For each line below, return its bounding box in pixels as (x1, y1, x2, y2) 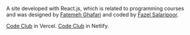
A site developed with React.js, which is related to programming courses (6, 5, 184, 12)
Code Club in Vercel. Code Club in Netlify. (6, 23, 109, 29)
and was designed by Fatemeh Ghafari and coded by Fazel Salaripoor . (6, 11, 179, 18)
